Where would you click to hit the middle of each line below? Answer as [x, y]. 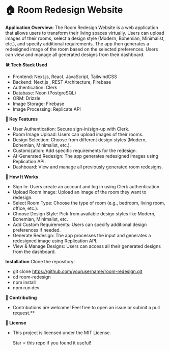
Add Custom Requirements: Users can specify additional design [80, 224]
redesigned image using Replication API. [55, 241]
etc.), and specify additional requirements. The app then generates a [77, 43]
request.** [24, 313]
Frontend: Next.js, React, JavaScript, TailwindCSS [65, 77]
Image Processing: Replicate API [47, 109]
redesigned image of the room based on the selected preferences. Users [82, 49]
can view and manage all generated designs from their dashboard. [75, 55]
